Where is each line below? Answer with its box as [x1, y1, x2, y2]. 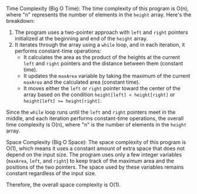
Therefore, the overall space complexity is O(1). [6, 181, 121, 188]
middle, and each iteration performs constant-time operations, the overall [6, 115, 184, 122]
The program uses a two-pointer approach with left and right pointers [14, 29, 188, 36]
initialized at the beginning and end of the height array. [14, 35, 148, 42]
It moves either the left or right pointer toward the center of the [23, 85, 181, 91]
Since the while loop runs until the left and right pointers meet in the [6, 108, 176, 115]
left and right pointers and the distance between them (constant [23, 60, 183, 67]
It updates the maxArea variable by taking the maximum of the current [23, 73, 191, 79]
